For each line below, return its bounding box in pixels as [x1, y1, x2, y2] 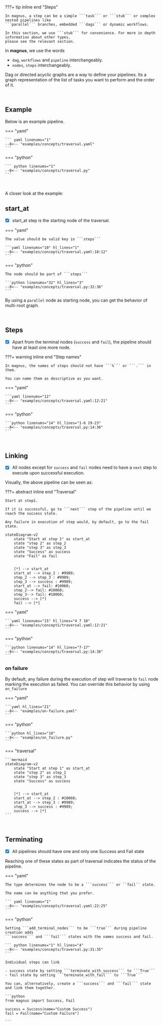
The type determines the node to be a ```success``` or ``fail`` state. [5, 882, 156, 887]
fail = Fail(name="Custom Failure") [5, 1011, 79, 1016]
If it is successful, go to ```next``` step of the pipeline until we [5, 507, 151, 512]
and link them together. [5, 985, 55, 990]
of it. [5, 82, 15, 88]
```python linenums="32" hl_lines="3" [5, 280, 84, 285]
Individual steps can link [5, 960, 60, 965]
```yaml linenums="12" [5, 394, 51, 399]
